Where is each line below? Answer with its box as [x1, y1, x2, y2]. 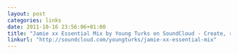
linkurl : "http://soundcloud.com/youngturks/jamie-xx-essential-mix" [7, 36, 217, 43]
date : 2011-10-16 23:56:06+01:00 [7, 23, 106, 30]
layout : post [7, 10, 46, 18]
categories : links [7, 17, 62, 24]
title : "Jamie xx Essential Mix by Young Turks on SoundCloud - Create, [7, 29, 227, 37]
